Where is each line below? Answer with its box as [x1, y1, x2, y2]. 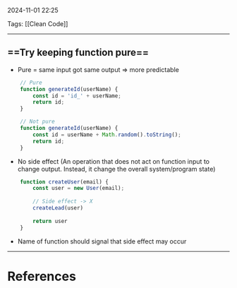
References [7, 268, 76, 284]
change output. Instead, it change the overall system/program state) [17, 164, 216, 173]
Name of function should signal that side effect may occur [17, 236, 187, 246]
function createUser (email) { [20, 178, 109, 186]
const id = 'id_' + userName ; [32, 92, 121, 100]
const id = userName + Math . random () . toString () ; [32, 131, 181, 138]
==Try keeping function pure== [7, 47, 150, 59]
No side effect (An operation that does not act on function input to [17, 157, 210, 165]
